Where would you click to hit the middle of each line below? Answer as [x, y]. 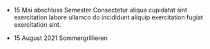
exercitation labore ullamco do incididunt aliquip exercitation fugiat [108, 17]
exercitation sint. [37, 24]
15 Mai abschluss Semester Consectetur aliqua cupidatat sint [101, 10]
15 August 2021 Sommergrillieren [61, 38]
